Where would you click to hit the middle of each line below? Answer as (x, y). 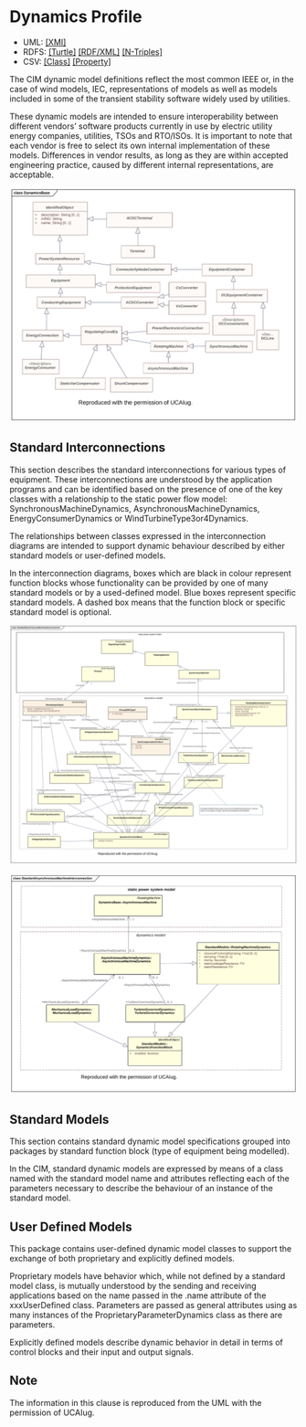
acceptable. (32, 174)
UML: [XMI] (44, 42)
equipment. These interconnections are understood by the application (141, 479)
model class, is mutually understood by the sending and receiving (133, 1285)
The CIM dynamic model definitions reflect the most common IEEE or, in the (152, 79)
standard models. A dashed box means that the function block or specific (148, 602)
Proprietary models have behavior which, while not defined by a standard (148, 1275)
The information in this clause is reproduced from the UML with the (136, 1402)
